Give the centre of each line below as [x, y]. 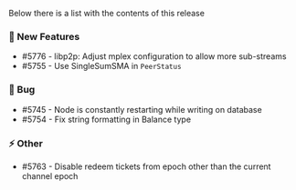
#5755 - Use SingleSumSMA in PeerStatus [101, 66]
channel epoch [50, 175]
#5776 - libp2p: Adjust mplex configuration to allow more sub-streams [154, 56]
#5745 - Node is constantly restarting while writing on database [142, 109]
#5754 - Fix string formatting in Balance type [106, 119]
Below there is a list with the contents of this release [106, 13]
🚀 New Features [44, 36]
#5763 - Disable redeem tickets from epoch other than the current [146, 166]
